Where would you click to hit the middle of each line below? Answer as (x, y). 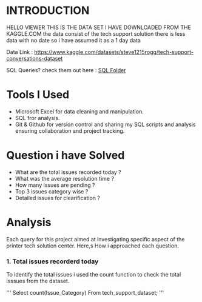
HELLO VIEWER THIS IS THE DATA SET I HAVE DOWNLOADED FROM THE (99, 27)
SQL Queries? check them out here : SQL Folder (66, 70)
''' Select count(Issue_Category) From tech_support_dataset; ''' (85, 293)
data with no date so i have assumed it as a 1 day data (74, 40)
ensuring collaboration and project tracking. (70, 130)
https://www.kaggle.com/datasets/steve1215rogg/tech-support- (114, 52)
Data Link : (20, 52)
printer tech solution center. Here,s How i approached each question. (93, 246)
